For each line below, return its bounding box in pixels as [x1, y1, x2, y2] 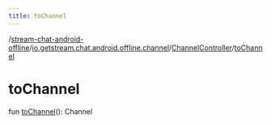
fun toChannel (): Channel [8, 106, 93, 116]
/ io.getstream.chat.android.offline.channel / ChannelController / [29, 42, 235, 53]
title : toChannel [8, 11, 67, 20]
